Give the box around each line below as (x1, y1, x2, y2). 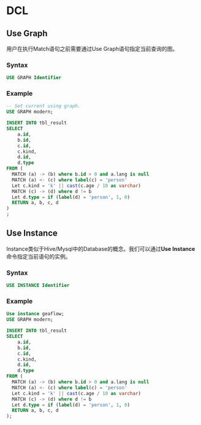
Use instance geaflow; (6, 311, 64, 317)
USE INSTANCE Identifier (6, 283, 70, 289)
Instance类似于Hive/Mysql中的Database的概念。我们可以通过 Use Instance (6, 245, 195, 252)
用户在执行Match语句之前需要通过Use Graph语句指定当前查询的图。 (6, 45, 178, 52)
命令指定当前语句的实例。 (6, 253, 71, 260)
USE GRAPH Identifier (6, 75, 62, 81)
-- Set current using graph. (6, 103, 81, 109)
